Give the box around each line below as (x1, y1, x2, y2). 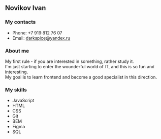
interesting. (5, 69, 28, 75)
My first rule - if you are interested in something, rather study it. (5, 58, 134, 64)
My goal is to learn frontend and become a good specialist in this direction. (5, 74, 157, 80)
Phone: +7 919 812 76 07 (12, 29, 63, 36)
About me (5, 47, 30, 54)
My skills (5, 86, 27, 93)
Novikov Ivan (5, 4, 46, 12)
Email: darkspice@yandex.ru (12, 35, 70, 41)
